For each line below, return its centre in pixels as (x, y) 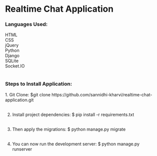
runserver (22, 149)
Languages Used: (26, 24)
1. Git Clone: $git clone (28, 94)
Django (12, 56)
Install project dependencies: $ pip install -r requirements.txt (73, 114)
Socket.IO (15, 66)
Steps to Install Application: (39, 84)
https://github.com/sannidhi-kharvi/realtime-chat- (102, 94)
